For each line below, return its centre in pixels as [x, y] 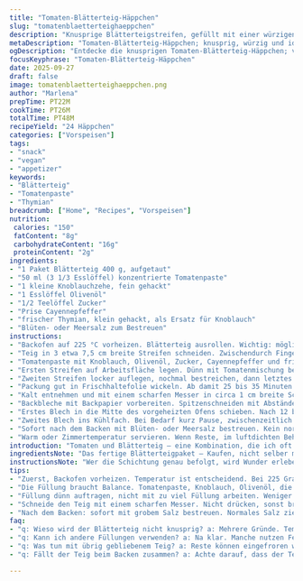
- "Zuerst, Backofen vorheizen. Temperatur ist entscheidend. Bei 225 [145, 479]
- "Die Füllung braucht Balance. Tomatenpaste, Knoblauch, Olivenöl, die [151, 487]
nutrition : [30, 219]
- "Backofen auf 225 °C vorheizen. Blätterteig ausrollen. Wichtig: [141, 345]
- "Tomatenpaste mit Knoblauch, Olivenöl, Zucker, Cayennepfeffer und [145, 362]
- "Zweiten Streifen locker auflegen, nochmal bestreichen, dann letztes [151, 378]
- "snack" [28, 152]
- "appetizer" [36, 169]
